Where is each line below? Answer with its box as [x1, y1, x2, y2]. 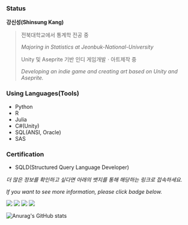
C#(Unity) [14, 122, 40, 129]
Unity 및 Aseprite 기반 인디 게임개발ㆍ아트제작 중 [20, 56, 137, 63]
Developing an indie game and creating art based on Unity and [20, 68, 178, 75]
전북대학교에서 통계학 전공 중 [20, 31, 89, 39]
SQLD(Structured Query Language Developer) [14, 164, 129, 171]
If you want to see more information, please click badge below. [6, 188, 162, 195]
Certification [6, 150, 44, 158]
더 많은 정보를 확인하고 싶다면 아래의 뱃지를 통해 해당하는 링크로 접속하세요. [6, 176, 183, 183]
